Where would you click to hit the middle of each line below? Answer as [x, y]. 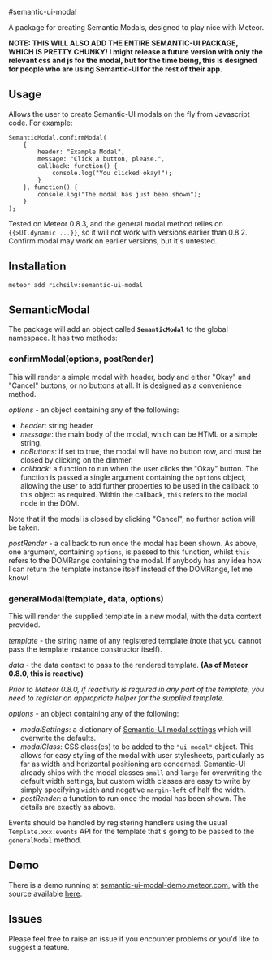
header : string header [56, 425]
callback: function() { [78, 166]
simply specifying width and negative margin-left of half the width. [133, 790]
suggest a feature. [39, 947]
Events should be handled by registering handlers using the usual [118, 823]
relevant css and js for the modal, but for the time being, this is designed [133, 60]
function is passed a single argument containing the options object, [133, 477]
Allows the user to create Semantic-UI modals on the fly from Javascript [129, 114]
